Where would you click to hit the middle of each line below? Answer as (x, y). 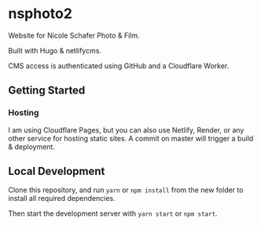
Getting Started (47, 91)
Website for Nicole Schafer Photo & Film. (74, 35)
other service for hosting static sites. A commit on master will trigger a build (131, 138)
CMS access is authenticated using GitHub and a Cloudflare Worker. (119, 66)
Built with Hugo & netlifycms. (55, 50)
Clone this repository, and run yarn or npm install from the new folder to (126, 190)
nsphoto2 (40, 14)
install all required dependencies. (62, 199)
